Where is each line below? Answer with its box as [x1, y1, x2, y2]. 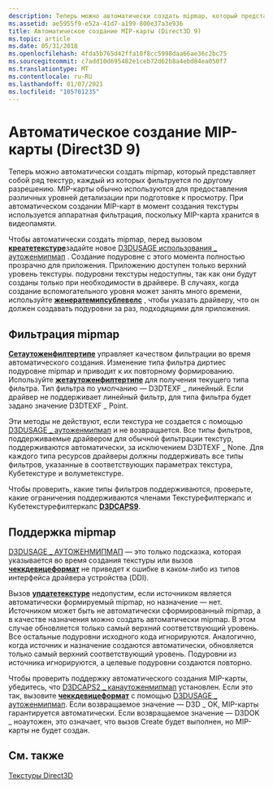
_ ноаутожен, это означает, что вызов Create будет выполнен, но [8, 716, 234, 726]
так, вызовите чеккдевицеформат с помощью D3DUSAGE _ [8, 690, 218, 700]
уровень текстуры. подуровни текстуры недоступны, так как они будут [8, 269, 258, 279]
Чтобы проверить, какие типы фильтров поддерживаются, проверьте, [8, 484, 253, 494]
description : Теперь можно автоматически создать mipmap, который [8, 11, 238, 20]
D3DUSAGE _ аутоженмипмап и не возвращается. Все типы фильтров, [8, 425, 253, 436]
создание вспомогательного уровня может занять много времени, [8, 287, 242, 296]
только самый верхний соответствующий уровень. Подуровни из [8, 649, 237, 659]
